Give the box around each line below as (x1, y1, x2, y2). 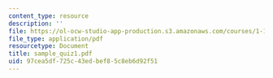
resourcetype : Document (8, 42, 89, 50)
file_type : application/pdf (8, 34, 104, 43)
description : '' (8, 19, 63, 28)
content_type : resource (8, 11, 89, 20)
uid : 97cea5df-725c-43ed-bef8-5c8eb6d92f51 (8, 58, 158, 66)
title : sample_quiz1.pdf (8, 50, 93, 58)
